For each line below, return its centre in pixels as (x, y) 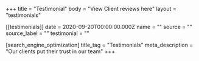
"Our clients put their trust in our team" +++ (61, 51)
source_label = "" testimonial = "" (47, 33)
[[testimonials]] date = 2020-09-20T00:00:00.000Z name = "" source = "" (99, 27)
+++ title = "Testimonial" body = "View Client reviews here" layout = (91, 9)
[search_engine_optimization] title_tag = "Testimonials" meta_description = (100, 45)
